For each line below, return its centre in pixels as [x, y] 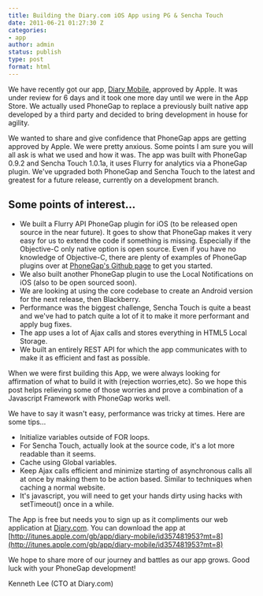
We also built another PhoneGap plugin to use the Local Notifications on [136, 274]
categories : [28, 30]
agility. [19, 122]
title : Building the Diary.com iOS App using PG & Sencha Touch [116, 15]
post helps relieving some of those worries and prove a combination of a [126, 389]
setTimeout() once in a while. [67, 504]
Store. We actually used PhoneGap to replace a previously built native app [128, 106]
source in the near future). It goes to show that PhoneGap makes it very [135, 232]
